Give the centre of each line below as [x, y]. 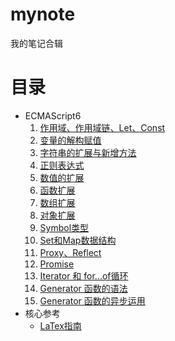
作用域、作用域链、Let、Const [102, 127]
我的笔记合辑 [36, 43]
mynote [43, 14]
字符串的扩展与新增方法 [88, 152]
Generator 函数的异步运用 [92, 300]
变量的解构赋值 [70, 140]
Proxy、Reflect [70, 252]
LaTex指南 [60, 325]
